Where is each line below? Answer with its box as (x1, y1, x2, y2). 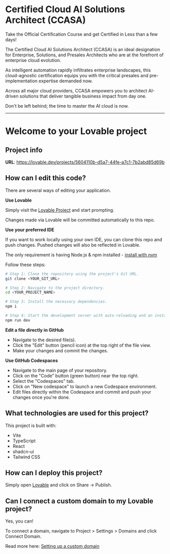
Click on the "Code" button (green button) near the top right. (12, 372, 139, 379)
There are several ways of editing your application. (5, 187, 111, 193)
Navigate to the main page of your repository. (12, 367, 108, 373)
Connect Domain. (5, 533, 42, 539)
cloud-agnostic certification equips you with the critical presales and (5, 72, 149, 78)
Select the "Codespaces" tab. (12, 378, 75, 384)
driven (5, 93, 19, 99)
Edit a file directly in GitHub (5, 327, 64, 333)
